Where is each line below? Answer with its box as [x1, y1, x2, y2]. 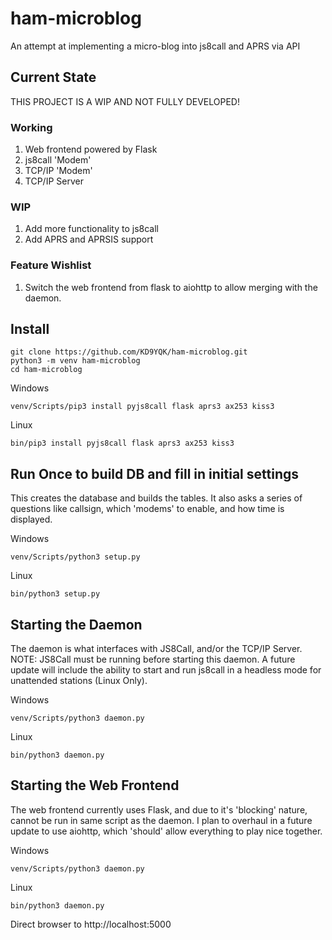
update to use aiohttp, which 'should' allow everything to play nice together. [10, 825, 323, 837]
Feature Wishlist [10, 258, 92, 272]
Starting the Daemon [10, 616, 143, 633]
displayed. [10, 513, 53, 526]
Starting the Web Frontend [10, 777, 180, 794]
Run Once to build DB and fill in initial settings [10, 465, 299, 482]
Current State [10, 69, 97, 86]
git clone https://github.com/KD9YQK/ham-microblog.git [10, 347, 248, 357]
